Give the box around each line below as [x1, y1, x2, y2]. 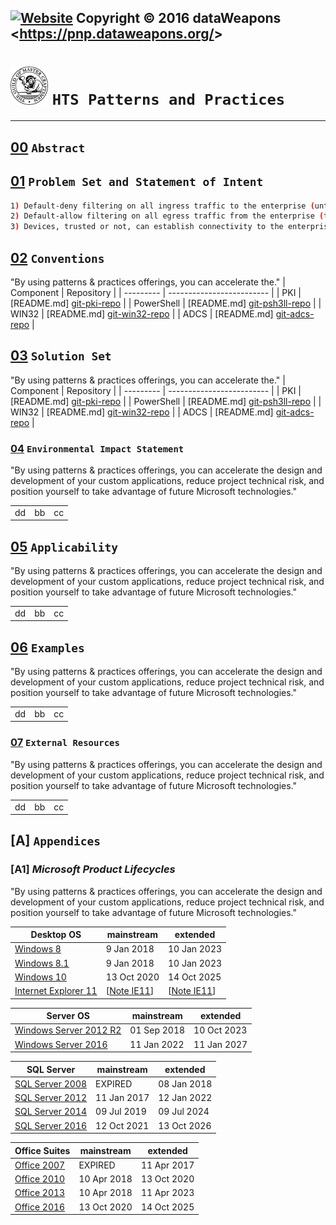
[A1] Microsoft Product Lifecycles [10, 862, 176, 876]
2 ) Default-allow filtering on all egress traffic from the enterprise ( [10, 211, 325, 221]
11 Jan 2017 [95, 1092, 150, 1104]
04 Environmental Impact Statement [10, 441, 185, 455]
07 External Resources [10, 736, 120, 750]
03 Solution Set [10, 347, 112, 365]
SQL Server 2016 [14, 1119, 88, 1131]
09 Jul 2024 [158, 1106, 210, 1118]
